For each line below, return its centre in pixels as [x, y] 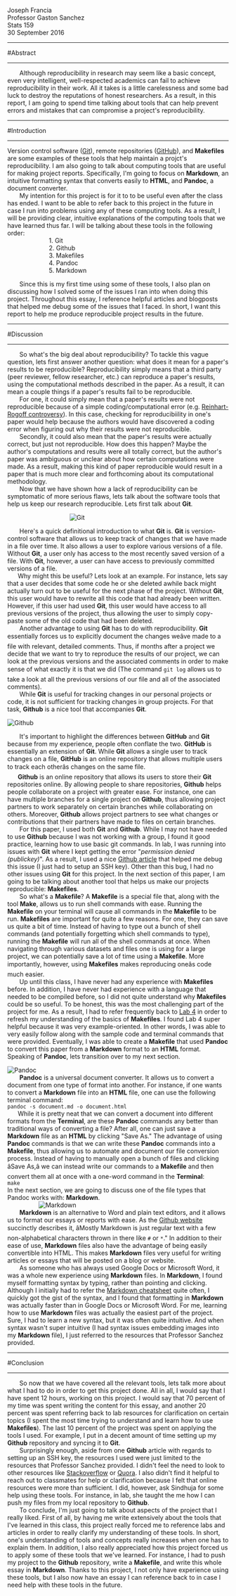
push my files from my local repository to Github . [78, 1502]
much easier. [26, 974]
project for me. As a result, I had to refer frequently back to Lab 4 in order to [117, 1011]
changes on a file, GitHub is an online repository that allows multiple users [115, 759]
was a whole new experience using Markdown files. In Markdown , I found [115, 1275]
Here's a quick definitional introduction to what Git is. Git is [105, 531]
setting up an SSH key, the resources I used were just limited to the [104, 1458]
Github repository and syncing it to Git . [64, 1443]
